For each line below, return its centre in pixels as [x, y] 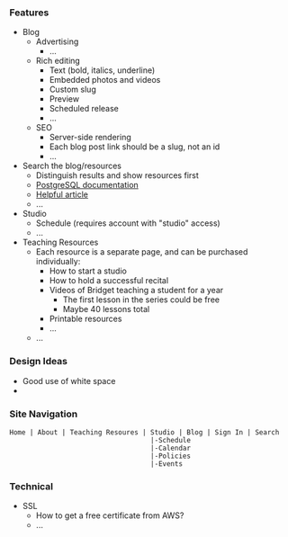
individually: [58, 262]
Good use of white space [69, 380]
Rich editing [58, 61]
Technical [31, 486]
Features [29, 13]
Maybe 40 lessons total [106, 309]
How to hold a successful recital [109, 281]
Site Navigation [44, 414]
